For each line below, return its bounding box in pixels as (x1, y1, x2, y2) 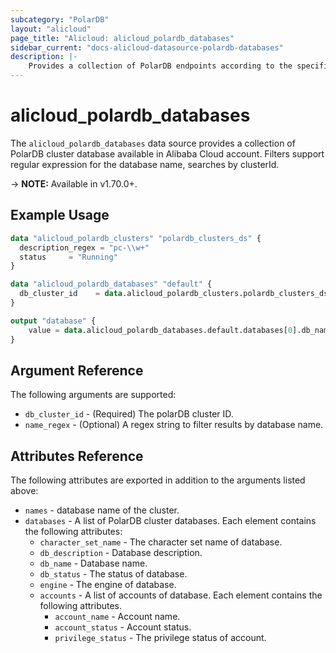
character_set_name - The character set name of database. (39, 536, 283, 548)
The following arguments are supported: (10, 389, 177, 401)
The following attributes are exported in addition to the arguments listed (10, 474, 306, 486)
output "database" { (10, 316, 97, 326)
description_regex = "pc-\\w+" (19, 242, 150, 253)
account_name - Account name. (54, 611, 181, 623)
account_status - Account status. (54, 621, 192, 633)
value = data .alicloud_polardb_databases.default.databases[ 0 (28, 325, 293, 335)
